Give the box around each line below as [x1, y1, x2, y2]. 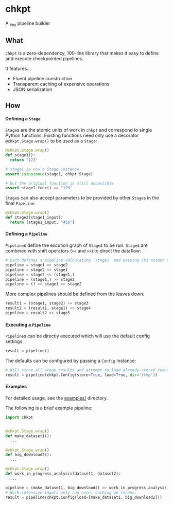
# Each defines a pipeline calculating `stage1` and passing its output [5, 258, 165, 263]
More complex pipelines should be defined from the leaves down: [5, 291, 145, 297]
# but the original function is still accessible [5, 181, 114, 186]
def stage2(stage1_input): [5, 215, 63, 220]
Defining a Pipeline [5, 231, 48, 237]
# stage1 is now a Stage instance [5, 167, 80, 172]
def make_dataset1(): [5, 433, 52, 439]
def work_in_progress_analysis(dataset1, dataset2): [5, 471, 121, 476]
